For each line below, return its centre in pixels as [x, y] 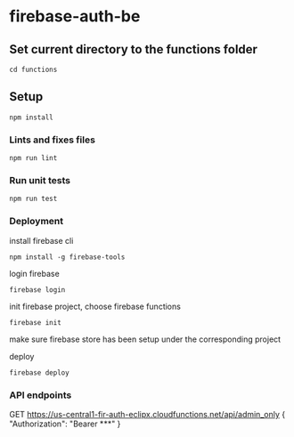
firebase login [37, 290]
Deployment [37, 222]
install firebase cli [41, 240]
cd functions [33, 69]
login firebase [34, 273]
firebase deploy [39, 372]
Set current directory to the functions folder [134, 49]
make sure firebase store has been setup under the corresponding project [145, 339]
